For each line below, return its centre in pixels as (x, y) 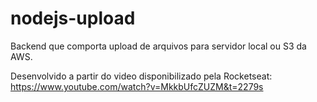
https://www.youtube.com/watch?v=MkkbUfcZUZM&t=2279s (137, 86)
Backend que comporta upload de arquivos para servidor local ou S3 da (158, 46)
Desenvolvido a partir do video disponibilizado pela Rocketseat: (141, 76)
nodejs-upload (73, 18)
